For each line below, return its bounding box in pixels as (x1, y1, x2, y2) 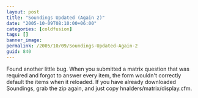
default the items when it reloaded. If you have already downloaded (6, 78, 176, 85)
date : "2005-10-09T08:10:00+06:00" (6, 20, 97, 26)
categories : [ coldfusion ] (6, 26, 72, 32)
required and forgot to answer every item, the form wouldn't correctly (6, 71, 182, 79)
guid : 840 (6, 49, 32, 55)
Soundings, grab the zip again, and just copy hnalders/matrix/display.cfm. (6, 85, 193, 92)
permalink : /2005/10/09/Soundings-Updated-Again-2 (6, 43, 138, 49)
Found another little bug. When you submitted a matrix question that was (6, 65, 189, 72)
